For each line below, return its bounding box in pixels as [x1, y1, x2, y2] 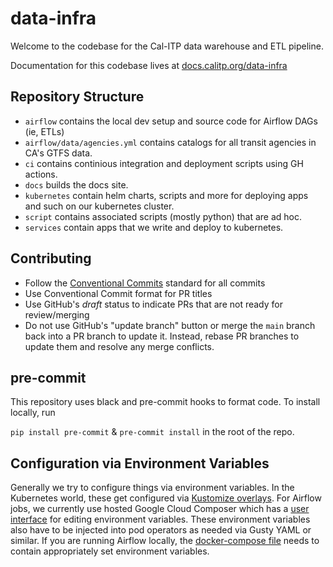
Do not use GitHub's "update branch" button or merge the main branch [24, 319, 316, 331]
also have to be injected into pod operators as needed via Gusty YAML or [10, 524, 312, 536]
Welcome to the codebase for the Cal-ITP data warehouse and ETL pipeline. [10, 40, 324, 52]
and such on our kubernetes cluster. [24, 200, 175, 212]
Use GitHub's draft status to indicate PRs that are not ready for [24, 298, 284, 310]
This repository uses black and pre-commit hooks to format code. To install [10, 396, 321, 408]
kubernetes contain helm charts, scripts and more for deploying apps [24, 189, 309, 201]
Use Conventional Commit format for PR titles [24, 287, 213, 299]
